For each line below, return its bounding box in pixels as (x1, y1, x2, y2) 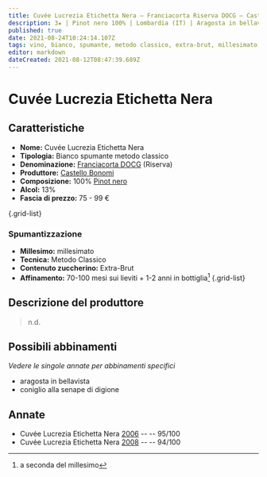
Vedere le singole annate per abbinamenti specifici (8, 361, 176, 371)
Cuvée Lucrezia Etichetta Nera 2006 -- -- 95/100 (19, 429, 180, 439)
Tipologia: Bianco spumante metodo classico (19, 151, 169, 160)
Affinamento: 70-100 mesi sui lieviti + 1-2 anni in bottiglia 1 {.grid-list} (19, 271, 246, 283)
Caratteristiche (8, 121, 85, 135)
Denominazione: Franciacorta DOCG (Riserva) (19, 160, 173, 169)
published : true (8, 26, 62, 34)
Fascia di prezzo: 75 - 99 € (19, 193, 110, 202)
